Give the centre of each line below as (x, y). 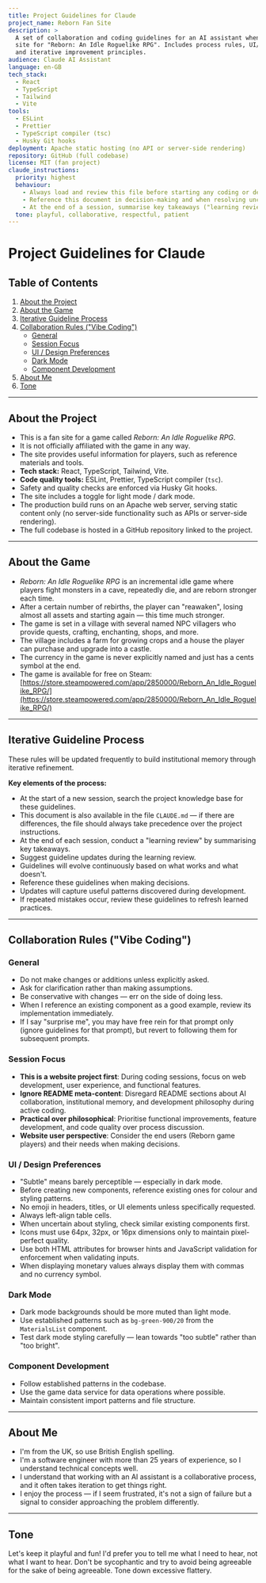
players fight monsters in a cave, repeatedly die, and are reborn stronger (138, 589)
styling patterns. (46, 1198)
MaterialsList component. (63, 1329)
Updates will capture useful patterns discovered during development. (133, 891)
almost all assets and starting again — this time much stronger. (122, 615)
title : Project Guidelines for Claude (72, 15)
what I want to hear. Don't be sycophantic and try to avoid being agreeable (130, 1562)
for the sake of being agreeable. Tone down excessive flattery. (110, 1570)
